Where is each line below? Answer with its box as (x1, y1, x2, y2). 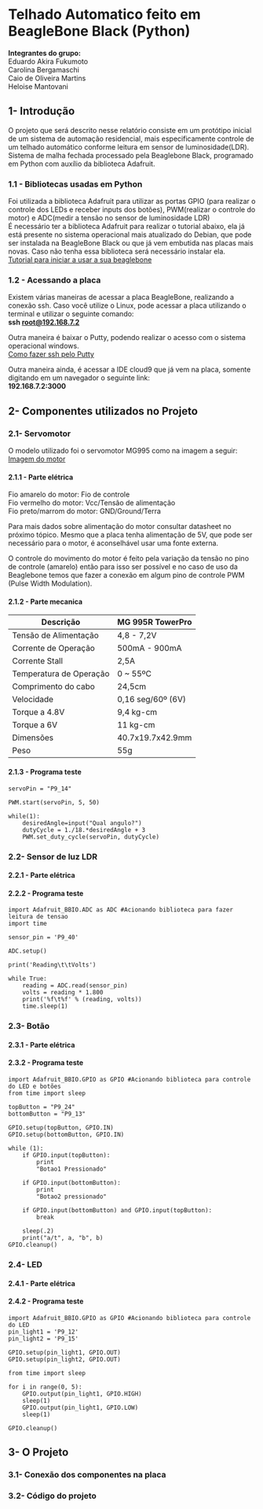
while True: (8, 975, 47, 983)
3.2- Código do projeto (8, 1490, 97, 1501)
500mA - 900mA (117, 643, 182, 654)
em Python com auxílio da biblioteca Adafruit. (8, 159, 155, 168)
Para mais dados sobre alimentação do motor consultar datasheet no (8, 522, 232, 531)
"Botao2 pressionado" (36, 1193, 108, 1201)
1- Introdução (8, 105, 75, 118)
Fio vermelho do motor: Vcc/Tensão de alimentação (8, 498, 176, 508)
